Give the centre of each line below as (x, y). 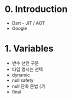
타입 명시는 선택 (27, 69)
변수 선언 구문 (25, 63)
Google (19, 28)
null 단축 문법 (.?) (29, 86)
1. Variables (29, 49)
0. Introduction (36, 9)
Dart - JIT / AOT (28, 23)
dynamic (21, 75)
